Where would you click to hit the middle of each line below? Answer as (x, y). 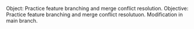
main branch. (22, 21)
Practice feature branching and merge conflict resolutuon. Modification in (94, 14)
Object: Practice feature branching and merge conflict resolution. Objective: (97, 8)
